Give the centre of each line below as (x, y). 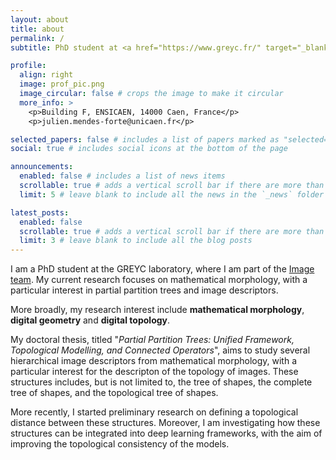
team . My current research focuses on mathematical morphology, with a (159, 280)
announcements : (42, 167)
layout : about (40, 19)
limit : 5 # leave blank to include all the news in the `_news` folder (172, 194)
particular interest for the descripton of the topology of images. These (154, 372)
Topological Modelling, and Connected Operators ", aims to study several (160, 350)
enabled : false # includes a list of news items (122, 176)
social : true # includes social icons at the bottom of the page (149, 149)
